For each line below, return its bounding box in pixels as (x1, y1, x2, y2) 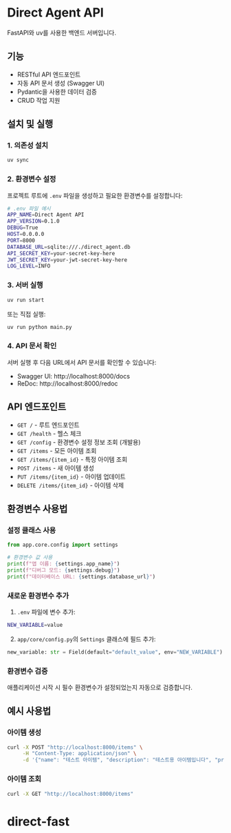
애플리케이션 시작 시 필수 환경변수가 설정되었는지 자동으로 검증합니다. (7, 683, 192, 691)
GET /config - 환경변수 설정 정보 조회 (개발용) (16, 438, 141, 446)
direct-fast (7, 814, 70, 829)
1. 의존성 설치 (7, 141, 49, 150)
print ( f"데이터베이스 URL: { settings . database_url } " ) (7, 573, 156, 580)
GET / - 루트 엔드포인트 (16, 421, 80, 429)
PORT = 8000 (7, 237, 36, 244)
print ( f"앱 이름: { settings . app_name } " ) (7, 560, 120, 567)
